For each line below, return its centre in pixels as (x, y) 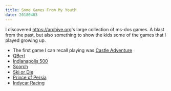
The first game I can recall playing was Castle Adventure (72, 50)
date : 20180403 (22, 15)
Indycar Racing (29, 83)
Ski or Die (23, 72)
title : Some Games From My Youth (41, 10)
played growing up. (26, 40)
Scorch (20, 66)
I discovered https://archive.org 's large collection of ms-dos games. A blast (85, 29)
